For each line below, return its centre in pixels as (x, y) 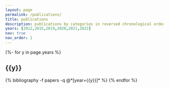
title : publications (27, 19)
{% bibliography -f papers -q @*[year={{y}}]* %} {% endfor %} (71, 80)
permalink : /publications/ (33, 15)
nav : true (16, 33)
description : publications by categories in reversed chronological (78, 24)
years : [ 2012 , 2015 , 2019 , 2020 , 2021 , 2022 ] (48, 29)
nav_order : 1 (19, 38)
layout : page (19, 10)
